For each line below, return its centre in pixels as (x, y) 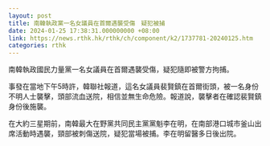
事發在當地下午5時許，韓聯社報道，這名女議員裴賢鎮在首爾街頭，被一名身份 (134, 87)
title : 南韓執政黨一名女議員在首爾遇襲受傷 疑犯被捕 (87, 23)
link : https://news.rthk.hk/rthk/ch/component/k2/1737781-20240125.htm (131, 38)
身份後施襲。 (29, 107)
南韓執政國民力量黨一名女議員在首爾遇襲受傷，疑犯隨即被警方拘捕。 (121, 70)
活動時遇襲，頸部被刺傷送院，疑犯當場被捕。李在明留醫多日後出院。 (128, 134)
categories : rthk (37, 46)
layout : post (30, 16)
